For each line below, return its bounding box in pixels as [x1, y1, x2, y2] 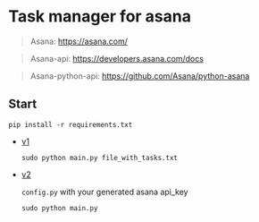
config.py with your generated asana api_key [21, 186, 188, 197]
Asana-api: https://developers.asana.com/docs [29, 53, 205, 64]
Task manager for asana [8, 6, 191, 27]
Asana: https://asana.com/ [29, 36, 129, 47]
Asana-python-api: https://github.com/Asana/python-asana [29, 70, 250, 81]
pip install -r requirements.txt [8, 120, 133, 129]
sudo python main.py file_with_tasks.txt [21, 153, 178, 162]
